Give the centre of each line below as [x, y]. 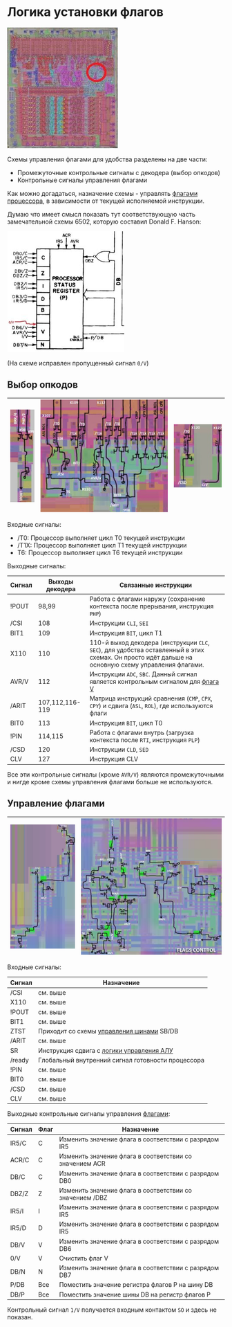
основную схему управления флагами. [147, 665]
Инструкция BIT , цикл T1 [126, 633]
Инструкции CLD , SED [119, 750]
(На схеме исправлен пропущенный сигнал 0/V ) [78, 363]
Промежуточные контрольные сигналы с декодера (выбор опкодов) [119, 172]
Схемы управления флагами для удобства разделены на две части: [107, 159]
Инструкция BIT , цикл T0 [126, 723]
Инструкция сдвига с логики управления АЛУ [105, 1050]
